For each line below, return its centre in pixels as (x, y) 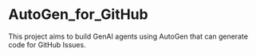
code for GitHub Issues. (47, 44)
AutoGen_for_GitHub (79, 15)
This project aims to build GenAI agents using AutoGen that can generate (128, 36)
